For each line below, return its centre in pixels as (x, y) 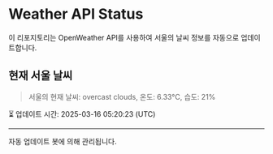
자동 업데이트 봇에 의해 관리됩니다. (63, 141)
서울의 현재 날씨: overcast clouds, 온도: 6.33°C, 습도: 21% (122, 96)
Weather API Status (76, 14)
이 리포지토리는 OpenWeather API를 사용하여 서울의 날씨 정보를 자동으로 (124, 37)
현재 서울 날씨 (41, 76)
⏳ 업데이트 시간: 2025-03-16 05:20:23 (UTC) (82, 113)
